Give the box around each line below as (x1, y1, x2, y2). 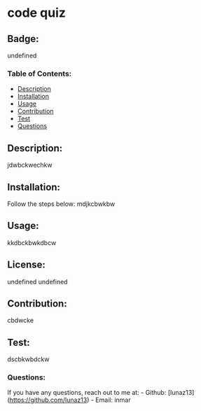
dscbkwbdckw (7, 355, 50, 363)
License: (7, 259, 46, 271)
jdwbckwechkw (7, 161, 53, 169)
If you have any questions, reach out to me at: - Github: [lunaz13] (7, 389, 195, 397)
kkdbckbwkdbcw (7, 238, 57, 246)
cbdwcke (7, 316, 34, 325)
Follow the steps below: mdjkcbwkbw (7, 200, 116, 208)
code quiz (7, 5, 67, 21)
